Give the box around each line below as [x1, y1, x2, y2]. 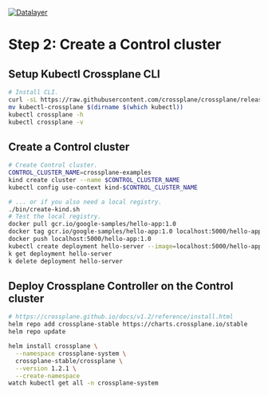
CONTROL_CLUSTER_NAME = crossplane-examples [8, 168, 152, 177]
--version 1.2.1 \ [15, 364, 77, 373]
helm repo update [8, 328, 66, 336]
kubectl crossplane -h [8, 110, 84, 119]
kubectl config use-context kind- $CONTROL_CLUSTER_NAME [8, 184, 198, 192]
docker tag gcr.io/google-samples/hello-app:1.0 [8, 227, 173, 235]
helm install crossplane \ [8, 342, 98, 350]
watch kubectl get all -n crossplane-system [8, 379, 159, 387]
